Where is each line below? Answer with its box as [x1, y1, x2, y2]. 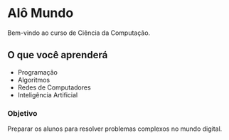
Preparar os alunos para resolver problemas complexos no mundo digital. [7, 124, 223, 133]
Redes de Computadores [17, 83, 91, 92]
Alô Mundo [7, 5, 74, 21]
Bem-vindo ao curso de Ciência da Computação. [7, 28, 151, 37]
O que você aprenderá [7, 49, 108, 61]
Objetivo [7, 108, 38, 118]
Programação [17, 68, 58, 76]
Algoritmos [17, 75, 50, 84]
